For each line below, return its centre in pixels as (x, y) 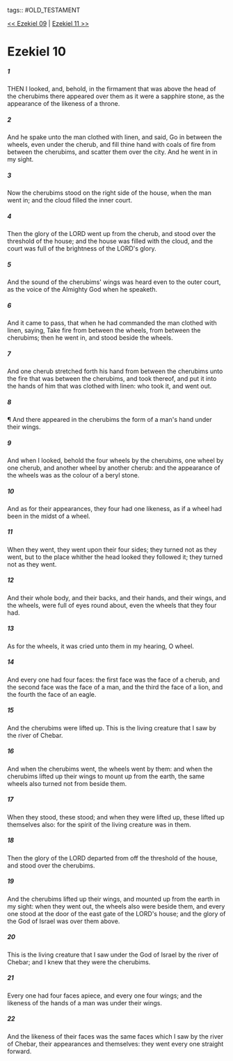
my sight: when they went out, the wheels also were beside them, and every (116, 906)
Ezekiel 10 (37, 52)
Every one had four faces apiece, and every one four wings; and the (105, 996)
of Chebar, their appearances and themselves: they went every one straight (115, 1044)
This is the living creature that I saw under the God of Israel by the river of (113, 954)
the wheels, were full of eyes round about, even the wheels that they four (112, 605)
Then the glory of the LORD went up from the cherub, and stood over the (112, 234)
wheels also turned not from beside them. (67, 783)
